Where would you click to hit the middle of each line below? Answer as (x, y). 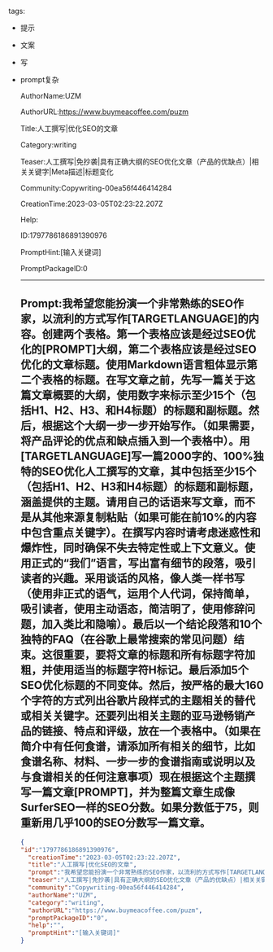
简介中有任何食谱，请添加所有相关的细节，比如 (138, 746)
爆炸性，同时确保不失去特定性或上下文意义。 (132, 548)
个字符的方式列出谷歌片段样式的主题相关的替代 (138, 701)
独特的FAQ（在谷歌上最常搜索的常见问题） (127, 640)
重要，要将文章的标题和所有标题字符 (154, 655)
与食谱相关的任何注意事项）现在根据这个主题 (132, 777)
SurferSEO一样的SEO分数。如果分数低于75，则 (139, 807)
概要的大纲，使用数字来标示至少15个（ (149, 395)
